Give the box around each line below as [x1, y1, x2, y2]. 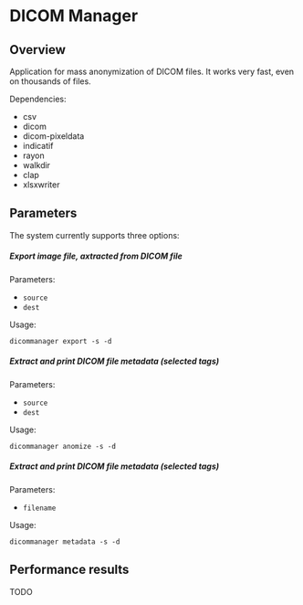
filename [22, 504, 57, 513]
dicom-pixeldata [22, 131, 85, 142]
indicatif [22, 141, 54, 151]
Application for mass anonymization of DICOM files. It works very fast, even [9, 66, 295, 77]
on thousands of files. [9, 76, 91, 87]
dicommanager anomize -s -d [9, 441, 117, 451]
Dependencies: [9, 93, 67, 104]
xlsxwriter [22, 179, 60, 190]
